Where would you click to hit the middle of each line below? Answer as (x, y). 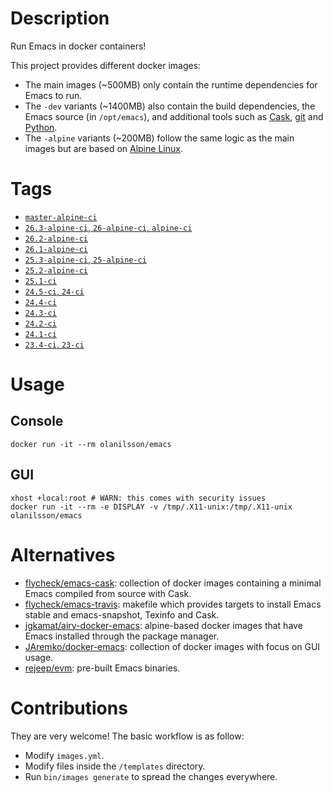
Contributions (69, 708)
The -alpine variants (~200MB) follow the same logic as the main (159, 138)
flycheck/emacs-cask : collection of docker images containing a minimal (173, 583)
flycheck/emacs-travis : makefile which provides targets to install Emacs (173, 604)
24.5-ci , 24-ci (54, 291)
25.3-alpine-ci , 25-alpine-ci (85, 259)
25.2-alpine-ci (56, 270)
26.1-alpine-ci (56, 249)
